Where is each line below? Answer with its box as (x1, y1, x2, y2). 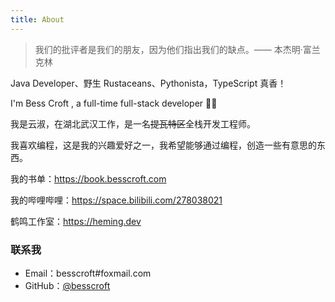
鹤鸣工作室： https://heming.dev (10, 215, 142, 227)
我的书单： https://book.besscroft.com (10, 172, 167, 185)
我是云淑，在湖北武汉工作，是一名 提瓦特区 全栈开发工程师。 (10, 117, 256, 130)
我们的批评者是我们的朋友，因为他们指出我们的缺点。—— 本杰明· (34, 43, 303, 55)
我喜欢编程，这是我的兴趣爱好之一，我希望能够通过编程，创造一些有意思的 (10, 139, 317, 151)
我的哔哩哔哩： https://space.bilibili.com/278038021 (10, 194, 223, 206)
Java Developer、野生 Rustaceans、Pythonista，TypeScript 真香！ (10, 77, 287, 89)
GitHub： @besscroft (24, 279, 111, 291)
